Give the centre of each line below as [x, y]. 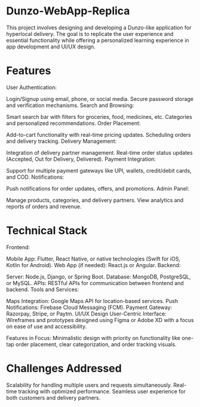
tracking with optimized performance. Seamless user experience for [102, 391]
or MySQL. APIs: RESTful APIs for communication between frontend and [95, 283]
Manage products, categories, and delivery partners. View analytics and [95, 200]
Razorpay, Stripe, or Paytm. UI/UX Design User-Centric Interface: [87, 313]
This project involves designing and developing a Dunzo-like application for [99, 27]
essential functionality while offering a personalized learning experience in [98, 40]
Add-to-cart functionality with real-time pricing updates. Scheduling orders [99, 134]
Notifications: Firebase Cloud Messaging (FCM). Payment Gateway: [89, 307]
